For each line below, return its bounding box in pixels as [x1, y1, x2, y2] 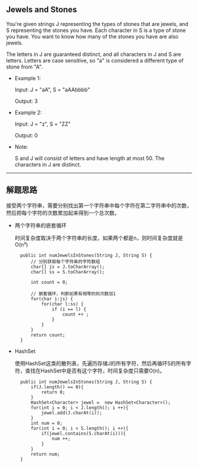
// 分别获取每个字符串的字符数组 [30, 258, 100, 264]
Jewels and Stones [6, 5, 77, 15]
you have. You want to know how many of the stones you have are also [6, 32, 179, 40]
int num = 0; [30, 420, 63, 426]
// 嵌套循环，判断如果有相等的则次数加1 [30, 290, 116, 297]
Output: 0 [14, 132, 38, 139]
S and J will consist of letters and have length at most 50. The [14, 155, 165, 162]
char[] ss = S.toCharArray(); [30, 269, 105, 275]
